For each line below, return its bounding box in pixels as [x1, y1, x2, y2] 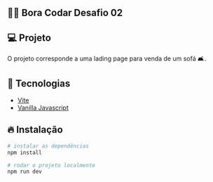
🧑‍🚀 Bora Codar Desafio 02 [7, 7, 123, 19]
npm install [7, 149, 42, 156]
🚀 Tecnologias [7, 77, 71, 89]
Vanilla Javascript [17, 103, 69, 112]
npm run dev [7, 168, 42, 176]
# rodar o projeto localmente [7, 162, 96, 169]
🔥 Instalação [7, 124, 63, 136]
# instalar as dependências [7, 142, 90, 150]
